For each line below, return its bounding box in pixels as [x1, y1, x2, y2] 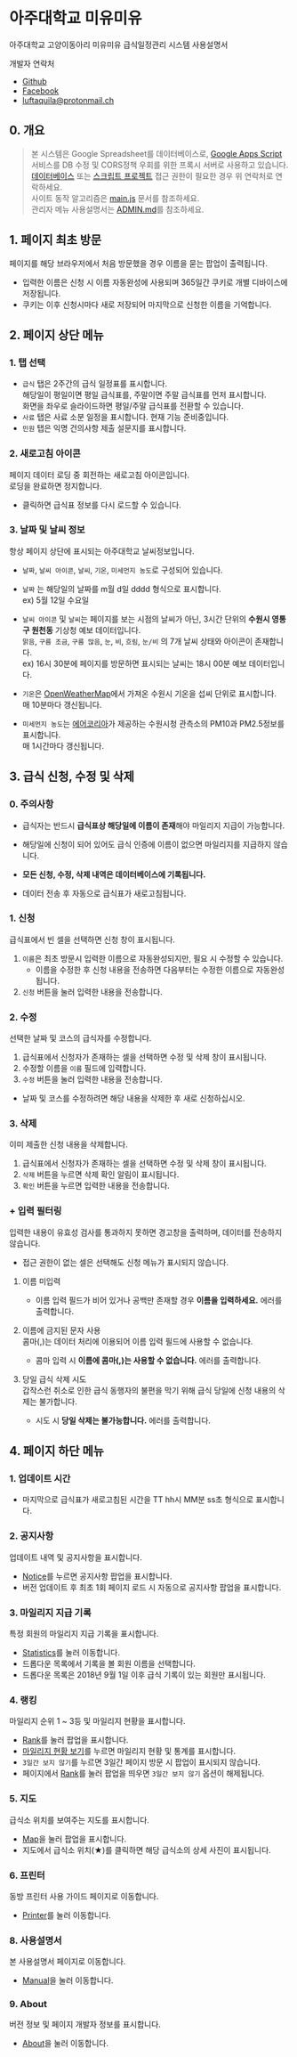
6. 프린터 [9, 1869, 46, 1882]
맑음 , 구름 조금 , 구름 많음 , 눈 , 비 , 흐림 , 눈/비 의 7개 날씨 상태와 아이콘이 [21, 636, 253, 646]
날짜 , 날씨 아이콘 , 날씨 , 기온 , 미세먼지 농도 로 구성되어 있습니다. [21, 565, 223, 575]
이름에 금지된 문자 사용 [21, 1324, 101, 1336]
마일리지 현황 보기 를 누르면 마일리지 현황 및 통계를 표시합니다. [21, 1746, 237, 1757]
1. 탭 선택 [9, 356, 46, 369]
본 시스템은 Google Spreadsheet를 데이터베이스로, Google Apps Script [30, 148, 283, 159]
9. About [9, 1998, 47, 2011]
